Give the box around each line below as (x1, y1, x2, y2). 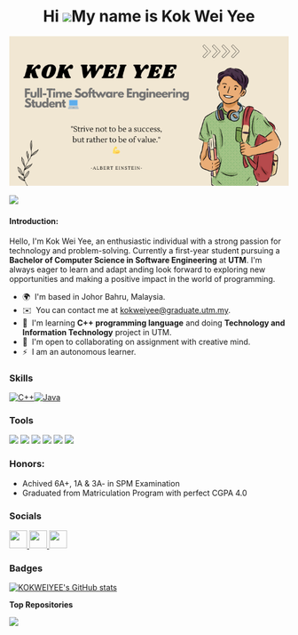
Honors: (9, 458, 45, 470)
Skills (9, 372, 34, 384)
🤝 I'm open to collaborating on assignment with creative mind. (21, 336, 251, 347)
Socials (9, 510, 42, 522)
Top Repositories (9, 599, 74, 610)
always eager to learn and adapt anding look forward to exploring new (9, 264, 266, 275)
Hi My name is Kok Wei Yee (43, 6, 255, 27)
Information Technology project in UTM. (21, 326, 172, 337)
